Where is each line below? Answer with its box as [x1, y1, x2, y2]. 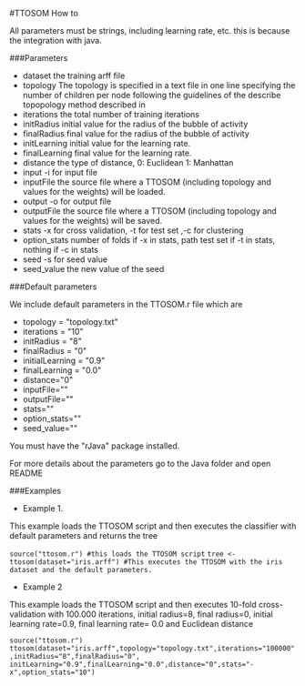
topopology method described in [22, 99, 146, 110]
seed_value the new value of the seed [22, 264, 165, 274]
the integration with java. [9, 35, 102, 45]
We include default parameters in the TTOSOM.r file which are [9, 299, 243, 309]
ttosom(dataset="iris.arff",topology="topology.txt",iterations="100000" [9, 644, 296, 653]
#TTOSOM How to [9, 8, 79, 18]
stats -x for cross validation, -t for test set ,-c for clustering [22, 225, 244, 236]
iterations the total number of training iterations [22, 109, 200, 119]
